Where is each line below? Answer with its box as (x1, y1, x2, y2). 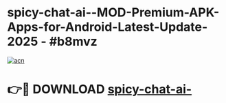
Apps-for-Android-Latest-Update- (7, 19, 208, 35)
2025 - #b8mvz (7, 34, 98, 49)
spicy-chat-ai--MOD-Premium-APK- (7, 5, 220, 20)
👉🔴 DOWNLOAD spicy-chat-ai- (7, 82, 192, 97)
